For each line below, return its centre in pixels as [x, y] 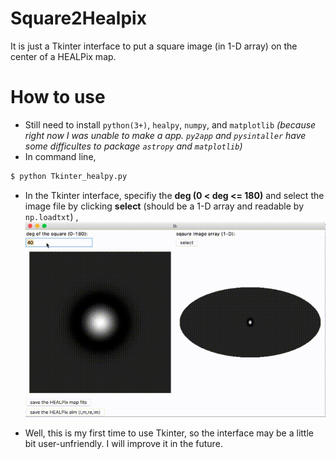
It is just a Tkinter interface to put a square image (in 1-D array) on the [154, 46]
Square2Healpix [78, 18]
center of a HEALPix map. [63, 56]
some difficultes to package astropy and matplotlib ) [133, 146]
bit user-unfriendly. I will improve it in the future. [123, 443]
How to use [58, 97]
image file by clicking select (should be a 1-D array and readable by [164, 206]
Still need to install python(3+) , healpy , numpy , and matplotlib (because [170, 124]
